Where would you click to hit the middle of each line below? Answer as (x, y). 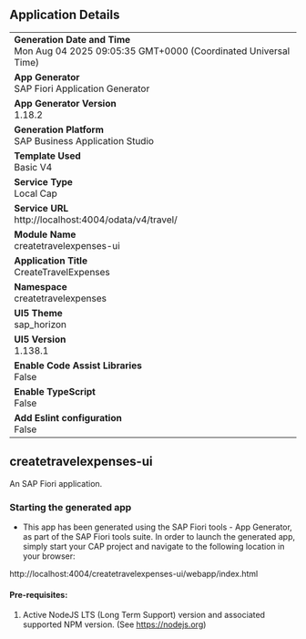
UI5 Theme (39, 313)
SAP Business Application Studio (84, 140)
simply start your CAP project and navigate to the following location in (153, 546)
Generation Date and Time (72, 39)
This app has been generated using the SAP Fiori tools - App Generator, (158, 527)
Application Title (51, 261)
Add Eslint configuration (68, 417)
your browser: (49, 556)
